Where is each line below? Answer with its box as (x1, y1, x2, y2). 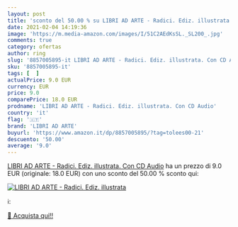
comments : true (7, 37, 52, 44)
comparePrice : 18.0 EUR (7, 96, 78, 104)
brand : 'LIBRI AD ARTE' (7, 122, 78, 130)
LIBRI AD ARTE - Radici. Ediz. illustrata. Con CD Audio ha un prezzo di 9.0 (7, 162, 222, 170)
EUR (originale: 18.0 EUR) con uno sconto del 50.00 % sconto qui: (7, 170, 200, 178)
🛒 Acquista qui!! (7, 211, 54, 220)
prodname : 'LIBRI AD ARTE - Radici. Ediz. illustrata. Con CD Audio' (7, 103, 217, 110)
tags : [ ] (7, 70, 40, 77)
